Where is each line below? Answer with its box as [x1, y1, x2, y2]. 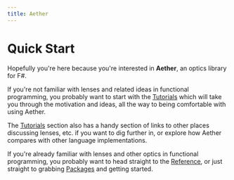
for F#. [7, 71, 27, 79]
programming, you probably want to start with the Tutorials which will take [7, 92, 222, 101]
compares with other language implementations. [7, 136, 148, 144]
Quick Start [7, 40, 75, 56]
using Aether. [7, 107, 46, 116]
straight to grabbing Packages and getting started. [7, 165, 153, 173]
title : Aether [7, 10, 49, 18]
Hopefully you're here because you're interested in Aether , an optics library [7, 64, 227, 72]
